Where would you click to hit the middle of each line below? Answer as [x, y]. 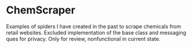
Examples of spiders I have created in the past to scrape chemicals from [94, 26]
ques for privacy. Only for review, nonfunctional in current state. [83, 39]
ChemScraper [41, 10]
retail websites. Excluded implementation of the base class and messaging [96, 32]
